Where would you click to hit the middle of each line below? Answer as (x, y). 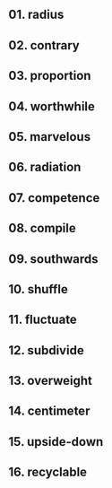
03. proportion (50, 76)
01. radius (36, 15)
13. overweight (51, 381)
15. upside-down (56, 442)
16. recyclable (47, 472)
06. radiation (45, 167)
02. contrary (44, 45)
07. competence (54, 198)
